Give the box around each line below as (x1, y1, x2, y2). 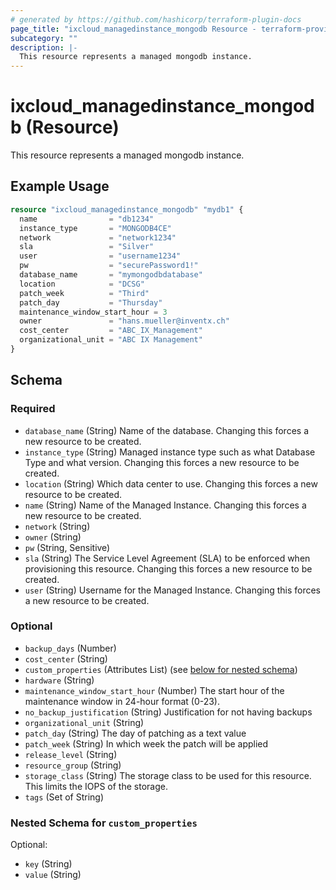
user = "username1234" (19, 251, 182, 261)
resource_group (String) (24, 759, 122, 771)
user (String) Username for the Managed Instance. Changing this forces (24, 584, 322, 596)
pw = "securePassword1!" (19, 261, 199, 271)
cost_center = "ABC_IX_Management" (19, 326, 203, 336)
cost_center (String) (24, 652, 108, 665)
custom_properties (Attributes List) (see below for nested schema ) (24, 663, 298, 675)
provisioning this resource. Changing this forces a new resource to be (24, 562, 313, 575)
